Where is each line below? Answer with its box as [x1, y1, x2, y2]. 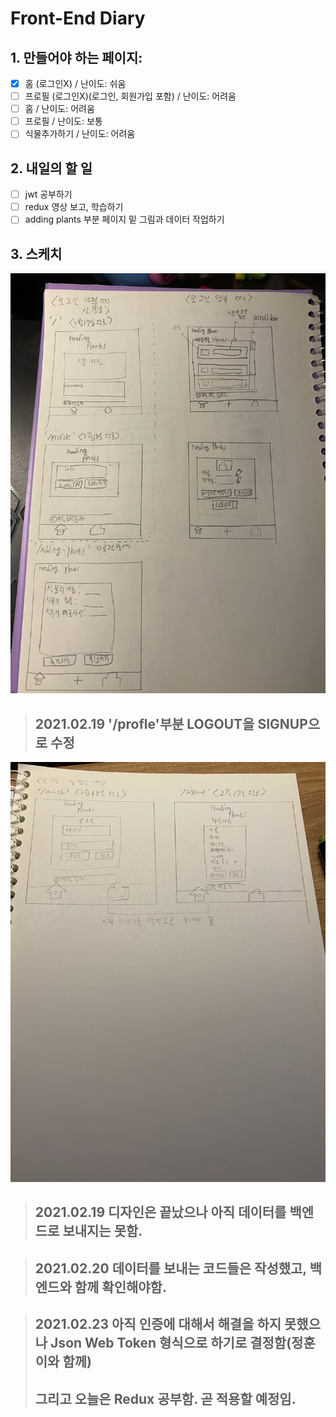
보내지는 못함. [62, 1223, 143, 1240]
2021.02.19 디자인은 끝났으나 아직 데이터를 [34, 1204, 287, 1221]
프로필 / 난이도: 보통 [24, 115, 103, 127]
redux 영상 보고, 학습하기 [24, 201, 124, 213]
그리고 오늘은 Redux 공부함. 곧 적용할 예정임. [34, 1390, 297, 1407]
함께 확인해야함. [74, 1278, 167, 1296]
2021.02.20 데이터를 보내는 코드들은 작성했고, [34, 1260, 307, 1277]
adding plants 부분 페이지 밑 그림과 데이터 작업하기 [24, 213, 225, 226]
